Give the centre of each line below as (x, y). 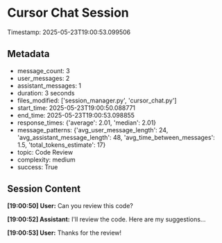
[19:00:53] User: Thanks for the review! (65, 233)
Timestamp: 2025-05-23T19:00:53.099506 (69, 32)
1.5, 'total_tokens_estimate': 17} (61, 145)
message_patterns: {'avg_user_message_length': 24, (93, 130)
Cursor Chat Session (68, 13)
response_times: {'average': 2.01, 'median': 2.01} (87, 123)
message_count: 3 (44, 70)
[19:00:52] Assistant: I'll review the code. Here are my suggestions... (106, 219)
